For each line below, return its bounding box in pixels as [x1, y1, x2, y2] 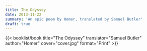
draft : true [5, 21, 30, 26]
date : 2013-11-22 [5, 12, 42, 17]
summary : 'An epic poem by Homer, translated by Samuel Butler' [5, 16, 143, 21]
